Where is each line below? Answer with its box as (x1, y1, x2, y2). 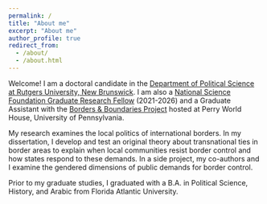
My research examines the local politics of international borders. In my (8, 128, 241, 137)
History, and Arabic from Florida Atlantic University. (8, 186, 179, 196)
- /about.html (15, 57, 63, 65)
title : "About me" (8, 19, 70, 27)
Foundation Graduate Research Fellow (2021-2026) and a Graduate (8, 96, 232, 105)
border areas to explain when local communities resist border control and (8, 145, 252, 155)
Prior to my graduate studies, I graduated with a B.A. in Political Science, (8, 177, 249, 187)
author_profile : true (8, 34, 81, 43)
